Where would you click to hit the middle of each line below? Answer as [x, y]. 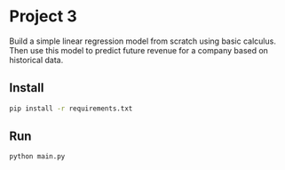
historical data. [36, 60]
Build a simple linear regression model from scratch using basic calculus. [143, 41]
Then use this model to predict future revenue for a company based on [139, 50]
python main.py [37, 157]
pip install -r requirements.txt [71, 109]
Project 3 [43, 16]
